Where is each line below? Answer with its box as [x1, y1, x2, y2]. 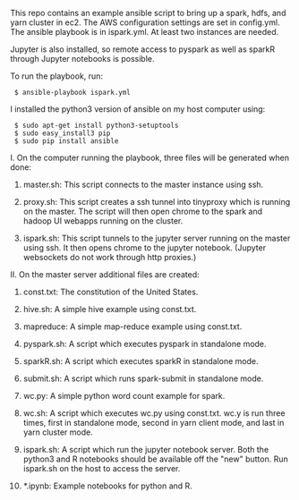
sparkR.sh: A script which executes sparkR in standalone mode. [22, 356, 259, 366]
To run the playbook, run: [10, 71, 104, 81]
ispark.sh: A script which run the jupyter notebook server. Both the [22, 445, 269, 454]
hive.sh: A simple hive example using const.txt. [22, 304, 197, 314]
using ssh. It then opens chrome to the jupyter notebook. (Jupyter [22, 242, 267, 253]
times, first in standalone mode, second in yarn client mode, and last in [22, 418, 285, 428]
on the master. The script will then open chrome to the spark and [22, 206, 263, 216]
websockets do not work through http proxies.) [22, 252, 197, 262]
